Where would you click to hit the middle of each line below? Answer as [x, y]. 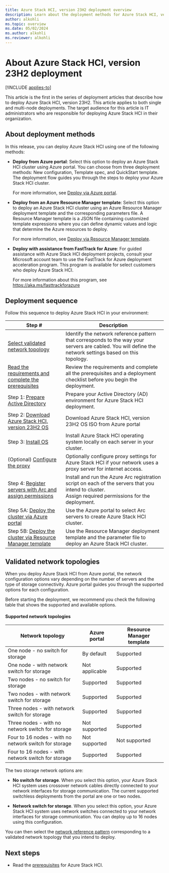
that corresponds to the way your [105, 340]
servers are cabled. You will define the [110, 346]
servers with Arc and [32, 490]
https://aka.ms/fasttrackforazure [46, 285]
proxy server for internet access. [104, 469]
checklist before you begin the [101, 380]
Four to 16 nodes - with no [40, 737]
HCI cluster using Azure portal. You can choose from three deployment [86, 167]
